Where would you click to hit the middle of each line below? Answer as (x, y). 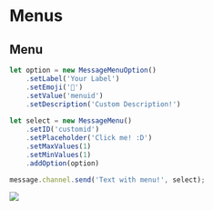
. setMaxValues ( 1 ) (59, 146)
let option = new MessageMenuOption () (83, 70)
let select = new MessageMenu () (71, 121)
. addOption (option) (63, 163)
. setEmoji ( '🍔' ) (55, 87)
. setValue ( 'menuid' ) (65, 95)
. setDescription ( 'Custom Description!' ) (103, 104)
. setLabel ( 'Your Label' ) (73, 78)
